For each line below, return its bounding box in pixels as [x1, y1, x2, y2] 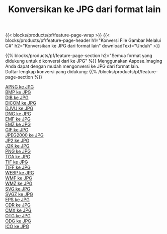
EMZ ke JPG [5, 121, 31, 127]
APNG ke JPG [5, 84, 34, 90]
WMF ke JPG [5, 175, 33, 181]
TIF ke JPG [5, 159, 28, 165]
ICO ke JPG [5, 223, 29, 229]
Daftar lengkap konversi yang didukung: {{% [5, 69, 98, 75]
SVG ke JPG [5, 186, 31, 192]
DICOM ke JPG [5, 100, 37, 106]
